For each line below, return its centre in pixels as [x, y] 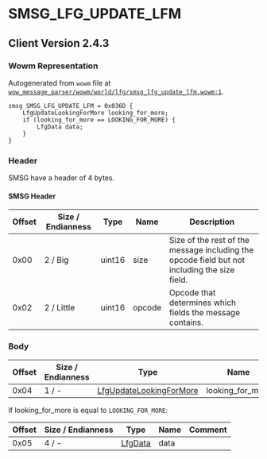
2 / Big [56, 260]
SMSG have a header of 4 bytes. [62, 178]
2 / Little [60, 308]
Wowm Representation [53, 66]
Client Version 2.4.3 [59, 43]
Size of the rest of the [210, 241]
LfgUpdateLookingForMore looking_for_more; [96, 113]
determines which [203, 303]
